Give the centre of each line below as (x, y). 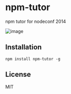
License (18, 74)
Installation (23, 47)
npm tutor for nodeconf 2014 (36, 21)
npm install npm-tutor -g (33, 59)
